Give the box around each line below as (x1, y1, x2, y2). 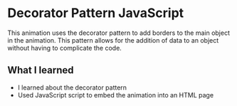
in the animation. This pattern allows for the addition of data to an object (7, 36, 219, 44)
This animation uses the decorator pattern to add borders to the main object (7, 28, 230, 37)
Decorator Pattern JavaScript (7, 5, 184, 21)
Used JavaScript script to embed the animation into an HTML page (17, 90, 214, 99)
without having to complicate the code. (7, 43, 122, 52)
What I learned (7, 64, 74, 76)
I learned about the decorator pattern (17, 83, 127, 92)
